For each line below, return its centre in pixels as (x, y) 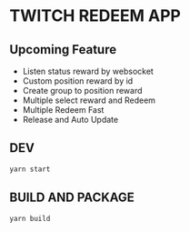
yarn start (30, 169)
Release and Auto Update (70, 120)
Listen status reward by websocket (88, 71)
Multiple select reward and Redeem (89, 100)
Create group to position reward (82, 91)
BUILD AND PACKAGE (72, 198)
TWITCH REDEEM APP (95, 16)
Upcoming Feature (63, 50)
